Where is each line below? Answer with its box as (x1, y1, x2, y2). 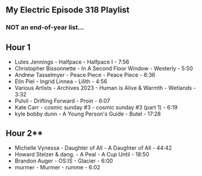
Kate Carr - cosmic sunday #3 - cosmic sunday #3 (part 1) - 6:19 (14, 104, 178, 111)
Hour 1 (6, 42, 31, 53)
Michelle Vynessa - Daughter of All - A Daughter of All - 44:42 (14, 144, 172, 152)
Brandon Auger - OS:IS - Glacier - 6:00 (14, 157, 113, 164)
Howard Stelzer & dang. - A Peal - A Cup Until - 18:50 (14, 150, 149, 158)
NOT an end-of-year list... (6, 23, 84, 32)
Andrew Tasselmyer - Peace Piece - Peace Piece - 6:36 (14, 71, 155, 79)
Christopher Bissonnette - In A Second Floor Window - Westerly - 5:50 (14, 65, 193, 72)
